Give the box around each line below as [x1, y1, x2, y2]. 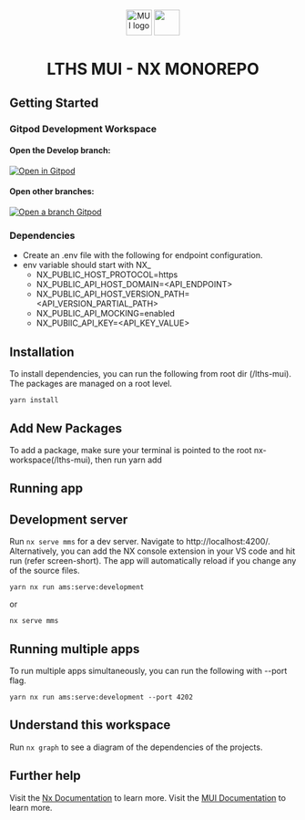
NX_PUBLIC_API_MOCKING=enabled [36, 308, 176, 319]
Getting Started [9, 95, 99, 110]
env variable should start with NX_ [22, 260, 152, 271]
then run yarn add [95, 454, 162, 465]
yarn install [9, 396, 59, 405]
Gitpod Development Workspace [9, 122, 158, 135]
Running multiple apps [9, 641, 140, 657]
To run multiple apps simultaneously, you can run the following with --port [9, 666, 288, 677]
